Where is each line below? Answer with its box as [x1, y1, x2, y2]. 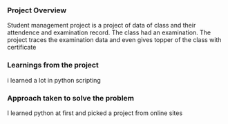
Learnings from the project [7, 61, 99, 70]
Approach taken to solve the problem [7, 93, 135, 103]
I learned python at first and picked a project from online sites [7, 109, 183, 117]
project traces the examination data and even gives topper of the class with [7, 36, 222, 44]
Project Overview [7, 6, 67, 15]
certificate [7, 43, 37, 52]
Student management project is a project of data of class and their [7, 21, 196, 30]
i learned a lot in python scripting [7, 76, 102, 84]
